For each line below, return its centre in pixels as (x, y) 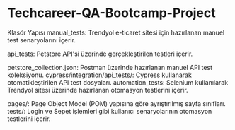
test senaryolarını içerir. (42, 40)
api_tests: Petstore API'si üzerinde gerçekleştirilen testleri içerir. (100, 54)
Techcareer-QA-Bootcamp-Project (111, 13)
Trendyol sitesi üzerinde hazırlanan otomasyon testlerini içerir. (98, 90)
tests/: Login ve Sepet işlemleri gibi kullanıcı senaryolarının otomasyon (110, 111)
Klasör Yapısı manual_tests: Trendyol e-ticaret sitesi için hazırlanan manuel (116, 32)
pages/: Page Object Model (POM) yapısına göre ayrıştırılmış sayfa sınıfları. (117, 103)
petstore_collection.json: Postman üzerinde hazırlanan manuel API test (110, 67)
